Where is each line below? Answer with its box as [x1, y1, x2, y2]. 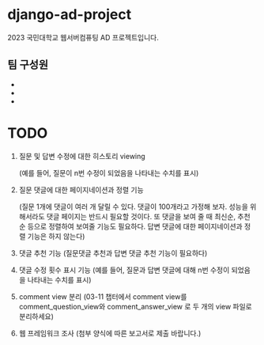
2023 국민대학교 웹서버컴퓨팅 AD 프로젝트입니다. [7, 32, 159, 42]
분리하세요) [18, 311, 55, 321]
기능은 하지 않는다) [27, 231, 85, 241]
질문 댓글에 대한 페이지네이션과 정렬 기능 [18, 184, 144, 195]
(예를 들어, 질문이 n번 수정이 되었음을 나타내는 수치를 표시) [18, 168, 199, 177]
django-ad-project [7, 6, 132, 24]
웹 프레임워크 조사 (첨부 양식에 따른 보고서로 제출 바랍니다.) [18, 328, 202, 338]
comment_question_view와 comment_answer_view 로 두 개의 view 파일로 [18, 301, 252, 311]
